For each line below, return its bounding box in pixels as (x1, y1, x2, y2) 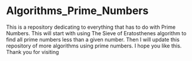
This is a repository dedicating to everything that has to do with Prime (6, 23, 176, 30)
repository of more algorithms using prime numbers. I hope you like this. (6, 42, 182, 49)
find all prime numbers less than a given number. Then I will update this (6, 36, 180, 43)
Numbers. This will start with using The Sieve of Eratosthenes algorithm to (6, 29, 187, 36)
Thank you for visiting (6, 48, 59, 55)
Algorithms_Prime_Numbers (6, 4, 149, 18)
